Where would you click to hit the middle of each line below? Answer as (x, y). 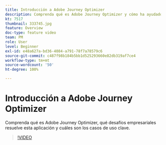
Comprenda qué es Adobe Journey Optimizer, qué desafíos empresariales (81, 122)
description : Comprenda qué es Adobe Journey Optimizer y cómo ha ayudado (84, 14)
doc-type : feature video (31, 33)
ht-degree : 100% (22, 70)
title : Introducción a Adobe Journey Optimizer (55, 10)
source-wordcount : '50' (30, 65)
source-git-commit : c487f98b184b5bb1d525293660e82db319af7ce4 (70, 56)
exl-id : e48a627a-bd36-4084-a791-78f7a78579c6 (54, 51)
